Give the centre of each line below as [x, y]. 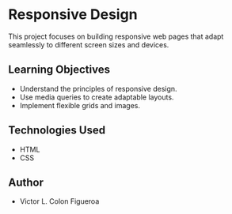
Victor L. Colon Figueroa [59, 201]
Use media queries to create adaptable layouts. [97, 97]
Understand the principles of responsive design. [98, 88]
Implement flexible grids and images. [80, 105]
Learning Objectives [59, 70]
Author [26, 182]
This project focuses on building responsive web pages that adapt [116, 36]
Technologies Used [57, 131]
